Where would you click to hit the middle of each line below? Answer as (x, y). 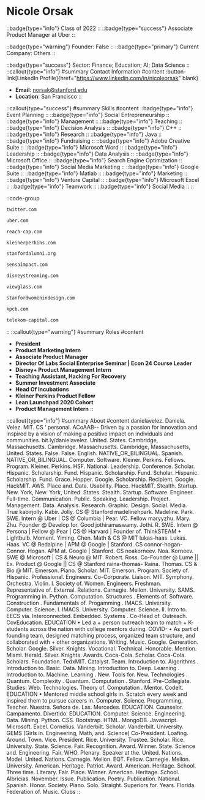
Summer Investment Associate (55, 383)
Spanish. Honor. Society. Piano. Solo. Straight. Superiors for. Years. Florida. (101, 785)
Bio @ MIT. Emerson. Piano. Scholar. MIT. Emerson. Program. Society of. (98, 570)
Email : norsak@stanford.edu (51, 89)
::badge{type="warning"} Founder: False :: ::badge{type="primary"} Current (102, 47)
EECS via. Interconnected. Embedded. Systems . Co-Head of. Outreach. (97, 616)
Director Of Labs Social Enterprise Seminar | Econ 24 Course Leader (103, 363)
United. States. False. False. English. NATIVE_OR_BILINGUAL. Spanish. (95, 453)
